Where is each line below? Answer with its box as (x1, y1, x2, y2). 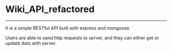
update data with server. (5, 40, 57, 46)
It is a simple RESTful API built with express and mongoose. (5, 25, 131, 31)
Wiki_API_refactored (5, 4, 95, 15)
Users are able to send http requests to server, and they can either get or (5, 34, 159, 41)
